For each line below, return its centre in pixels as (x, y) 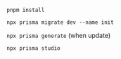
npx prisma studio (33, 48)
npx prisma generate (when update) (59, 35)
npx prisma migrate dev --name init (60, 22)
